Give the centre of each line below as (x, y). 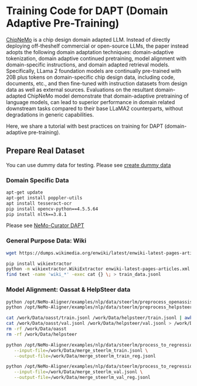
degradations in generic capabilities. (50, 114)
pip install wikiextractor (39, 264)
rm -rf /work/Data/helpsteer (42, 334)
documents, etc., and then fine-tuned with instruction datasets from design (97, 83)
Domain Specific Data (38, 180)
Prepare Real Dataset (45, 151)
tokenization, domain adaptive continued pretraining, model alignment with (96, 58)
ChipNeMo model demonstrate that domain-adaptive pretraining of (108, 96)
